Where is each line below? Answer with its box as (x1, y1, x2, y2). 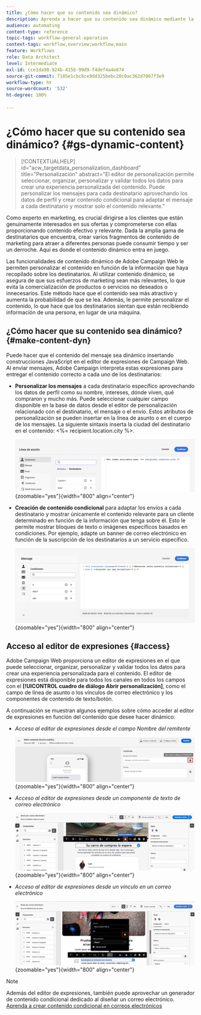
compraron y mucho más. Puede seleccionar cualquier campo (14, 395, 169, 402)
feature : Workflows (6, 48, 55, 54)
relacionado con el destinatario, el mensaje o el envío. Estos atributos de (14, 407, 194, 415)
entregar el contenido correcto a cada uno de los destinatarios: (6, 370, 162, 378)
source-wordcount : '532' (6, 86, 68, 92)
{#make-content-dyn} (6, 335, 92, 346)
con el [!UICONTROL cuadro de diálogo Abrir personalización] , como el (6, 683, 186, 690)
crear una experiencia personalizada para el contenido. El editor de (6, 670, 172, 677)
